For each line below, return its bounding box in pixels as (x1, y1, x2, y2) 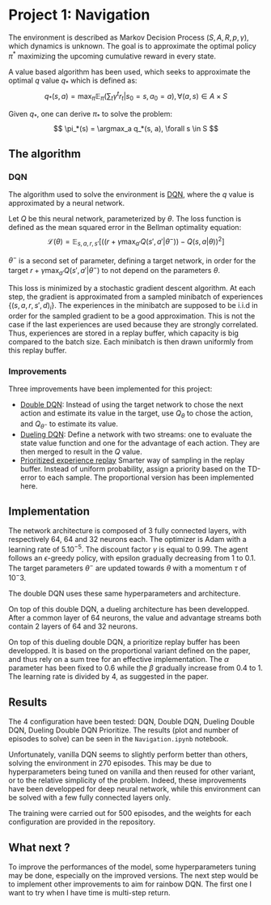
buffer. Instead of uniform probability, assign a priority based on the (19, 463, 246, 473)
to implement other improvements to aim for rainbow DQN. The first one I (8, 879, 252, 889)
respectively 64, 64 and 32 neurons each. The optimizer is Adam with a (8, 535, 247, 544)
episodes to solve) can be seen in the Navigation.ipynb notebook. (8, 734, 229, 744)
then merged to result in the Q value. (19, 446, 143, 456)
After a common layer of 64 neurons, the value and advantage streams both (8, 613, 261, 623)
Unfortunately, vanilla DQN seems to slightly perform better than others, (8, 749, 248, 759)
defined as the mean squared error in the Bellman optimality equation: (8, 223, 242, 233)
